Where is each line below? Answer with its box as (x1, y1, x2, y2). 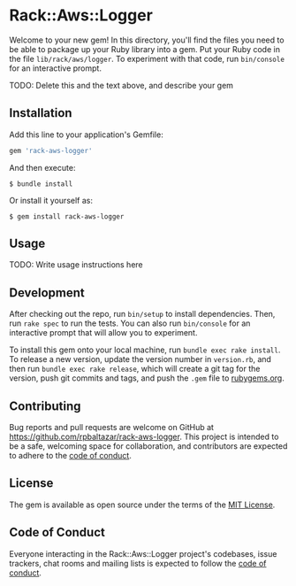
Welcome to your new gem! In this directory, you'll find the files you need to (9, 35, 285, 45)
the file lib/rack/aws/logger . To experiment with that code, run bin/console (9, 53, 285, 64)
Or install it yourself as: (9, 195, 93, 205)
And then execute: (9, 162, 76, 173)
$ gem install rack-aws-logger (9, 212, 125, 221)
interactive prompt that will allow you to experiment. (9, 328, 198, 338)
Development (9, 285, 86, 300)
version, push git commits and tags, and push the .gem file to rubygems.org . (9, 373, 285, 383)
